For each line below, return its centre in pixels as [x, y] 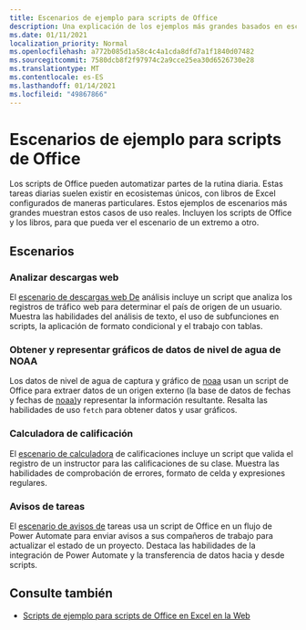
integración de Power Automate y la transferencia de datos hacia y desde [147, 555]
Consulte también [61, 594]
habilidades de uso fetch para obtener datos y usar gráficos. [123, 410]
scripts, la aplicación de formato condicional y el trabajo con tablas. [136, 326]
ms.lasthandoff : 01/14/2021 [63, 86]
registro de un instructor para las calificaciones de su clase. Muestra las [144, 463]
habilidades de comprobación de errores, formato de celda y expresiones [147, 473]
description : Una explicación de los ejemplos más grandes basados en [146, 26]
